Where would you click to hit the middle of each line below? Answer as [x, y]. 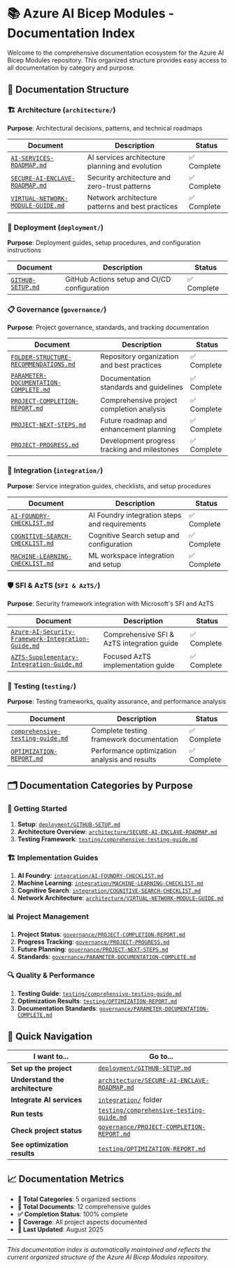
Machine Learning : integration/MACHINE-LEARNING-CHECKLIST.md [110, 883]
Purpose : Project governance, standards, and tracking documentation [108, 328]
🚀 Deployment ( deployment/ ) [55, 227]
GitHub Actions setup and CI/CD [118, 279]
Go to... [161, 1056]
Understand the [37, 1079]
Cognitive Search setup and [134, 535]
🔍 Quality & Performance [51, 975]
